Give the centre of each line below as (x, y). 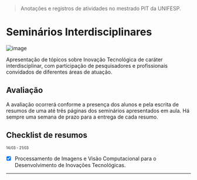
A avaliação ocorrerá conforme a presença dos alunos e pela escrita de (92, 104)
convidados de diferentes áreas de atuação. (59, 72)
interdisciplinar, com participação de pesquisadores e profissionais (87, 65)
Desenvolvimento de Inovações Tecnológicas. (70, 165)
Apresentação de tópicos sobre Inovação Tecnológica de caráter (84, 59)
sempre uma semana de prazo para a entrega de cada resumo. (82, 117)
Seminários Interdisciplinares (79, 32)
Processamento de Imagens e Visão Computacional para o (85, 158)
